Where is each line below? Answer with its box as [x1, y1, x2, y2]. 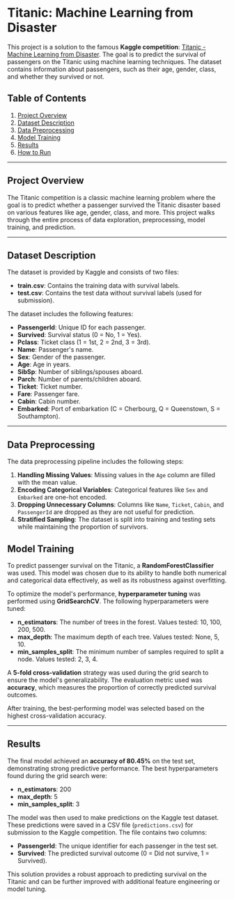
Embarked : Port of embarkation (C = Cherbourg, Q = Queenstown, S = [17, 405, 221, 413]
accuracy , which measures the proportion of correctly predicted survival [7, 683, 217, 691]
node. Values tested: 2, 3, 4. [17, 655, 98, 663]
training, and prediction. [7, 223, 76, 231]
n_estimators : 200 [17, 785, 72, 793]
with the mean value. [17, 479, 78, 487]
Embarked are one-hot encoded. [17, 493, 107, 502]
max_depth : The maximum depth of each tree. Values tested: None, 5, [17, 633, 219, 641]
